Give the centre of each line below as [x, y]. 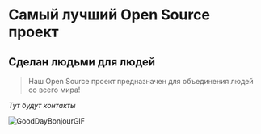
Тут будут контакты [42, 105]
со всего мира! [54, 90]
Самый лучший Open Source [109, 15]
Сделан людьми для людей [82, 62]
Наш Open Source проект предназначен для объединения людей [141, 81]
